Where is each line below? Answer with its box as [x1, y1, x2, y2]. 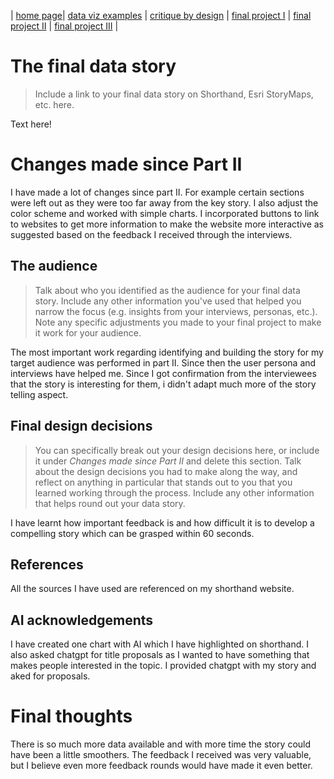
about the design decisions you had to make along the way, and [34, 465, 298, 477]
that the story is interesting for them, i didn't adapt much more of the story [10, 378, 317, 390]
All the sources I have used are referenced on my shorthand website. [10, 583, 295, 595]
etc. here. [34, 98, 75, 110]
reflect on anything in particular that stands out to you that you [34, 476, 293, 488]
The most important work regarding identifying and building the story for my [10, 346, 324, 358]
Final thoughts [10, 705, 133, 728]
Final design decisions [10, 418, 153, 435]
